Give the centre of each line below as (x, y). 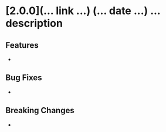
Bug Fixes (24, 78)
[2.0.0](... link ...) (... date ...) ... (83, 11)
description (34, 23)
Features (22, 45)
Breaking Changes (40, 110)
